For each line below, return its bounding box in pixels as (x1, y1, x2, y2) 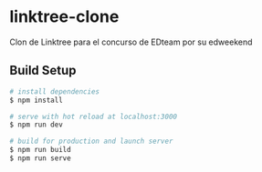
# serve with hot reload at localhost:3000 (9, 112, 178, 121)
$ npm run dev (9, 120, 64, 129)
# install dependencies (9, 86, 100, 96)
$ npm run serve (9, 154, 71, 163)
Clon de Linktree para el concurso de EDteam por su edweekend (9, 36, 253, 47)
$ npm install (9, 96, 64, 105)
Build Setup (9, 63, 77, 78)
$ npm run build (9, 146, 71, 155)
